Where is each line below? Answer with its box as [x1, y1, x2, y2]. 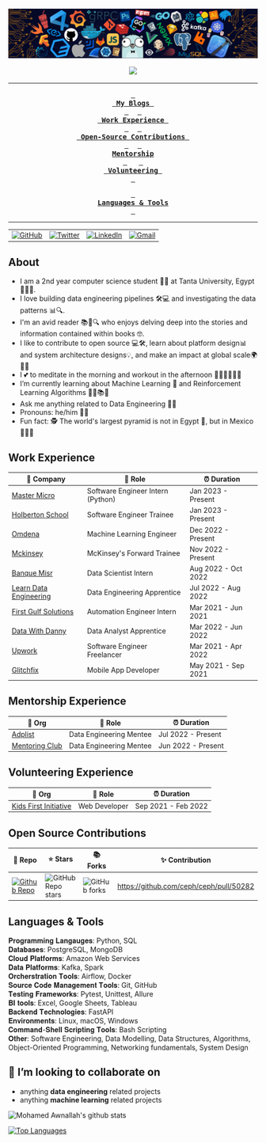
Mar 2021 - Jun [189, 602, 243, 612]
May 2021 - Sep [189, 661, 245, 670]
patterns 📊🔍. [19, 306, 66, 315]
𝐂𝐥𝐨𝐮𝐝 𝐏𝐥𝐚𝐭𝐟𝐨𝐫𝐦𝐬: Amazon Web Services [8, 954, 140, 963]
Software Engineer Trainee [86, 510, 174, 519]
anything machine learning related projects [19, 1095, 162, 1104]
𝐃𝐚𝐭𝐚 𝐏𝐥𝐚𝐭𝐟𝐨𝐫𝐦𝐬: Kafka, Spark [8, 963, 104, 972]
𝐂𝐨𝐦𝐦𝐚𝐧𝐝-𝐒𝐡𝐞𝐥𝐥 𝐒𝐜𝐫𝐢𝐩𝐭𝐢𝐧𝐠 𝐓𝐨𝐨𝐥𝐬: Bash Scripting [8, 1025, 167, 1035]
